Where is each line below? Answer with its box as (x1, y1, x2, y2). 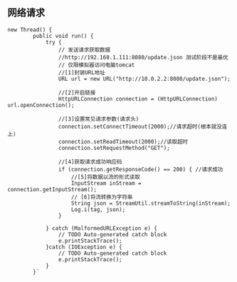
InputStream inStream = (70, 179, 142, 187)
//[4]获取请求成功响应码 (58, 158, 122, 166)
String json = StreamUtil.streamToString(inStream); (70, 199, 231, 207)
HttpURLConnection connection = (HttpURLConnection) (58, 95, 218, 102)
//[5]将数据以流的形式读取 (70, 173, 140, 181)
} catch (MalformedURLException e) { (45, 224, 158, 232)
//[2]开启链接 (58, 89, 96, 96)
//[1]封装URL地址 (58, 69, 105, 76)
